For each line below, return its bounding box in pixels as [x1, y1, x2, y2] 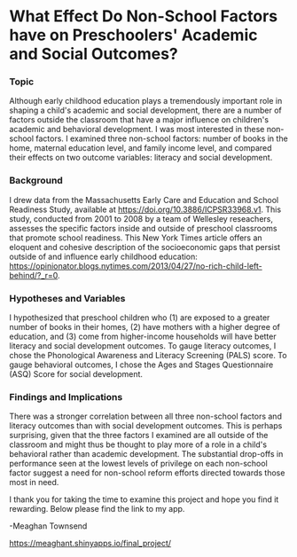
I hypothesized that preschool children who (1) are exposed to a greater [9, 312, 270, 323]
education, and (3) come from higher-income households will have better [9, 331, 277, 342]
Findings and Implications [9, 391, 123, 403]
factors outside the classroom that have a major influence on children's [9, 114, 269, 125]
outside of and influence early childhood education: [9, 251, 198, 262]
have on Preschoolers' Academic [9, 25, 258, 45]
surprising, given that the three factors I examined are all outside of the [9, 430, 269, 441]
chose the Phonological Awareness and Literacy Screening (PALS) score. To [9, 350, 287, 361]
